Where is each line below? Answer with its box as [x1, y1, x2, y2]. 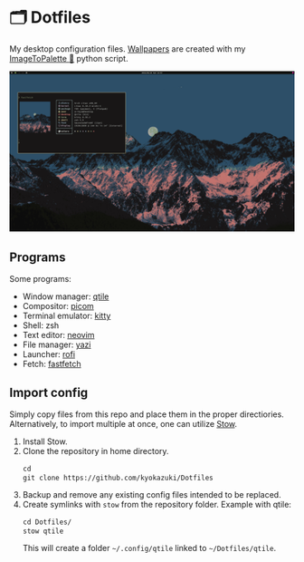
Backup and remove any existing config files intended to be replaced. [22, 489, 282, 500]
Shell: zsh [22, 320, 60, 331]
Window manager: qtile [22, 291, 109, 302]
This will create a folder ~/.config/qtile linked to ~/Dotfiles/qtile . [22, 543, 277, 554]
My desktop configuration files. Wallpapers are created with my [9, 43, 246, 54]
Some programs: [9, 274, 72, 285]
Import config [9, 384, 89, 400]
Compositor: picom [22, 301, 95, 312]
